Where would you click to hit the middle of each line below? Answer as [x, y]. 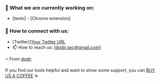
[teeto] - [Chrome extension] [41, 19]
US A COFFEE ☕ [22, 76]
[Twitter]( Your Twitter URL [39, 41]
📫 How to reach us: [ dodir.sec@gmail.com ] [57, 47]
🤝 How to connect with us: [37, 31]
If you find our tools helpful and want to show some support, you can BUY [80, 70]
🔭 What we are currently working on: [50, 8]
